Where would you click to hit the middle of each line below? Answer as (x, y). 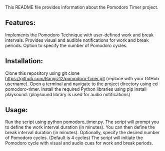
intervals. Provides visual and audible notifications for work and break (77, 40)
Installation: (24, 61)
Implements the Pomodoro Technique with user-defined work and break (79, 35)
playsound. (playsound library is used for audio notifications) (68, 94)
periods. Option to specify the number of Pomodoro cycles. (66, 45)
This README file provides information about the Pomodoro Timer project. (82, 7)
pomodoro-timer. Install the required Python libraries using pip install (76, 89)
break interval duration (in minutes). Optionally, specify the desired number (82, 133)
